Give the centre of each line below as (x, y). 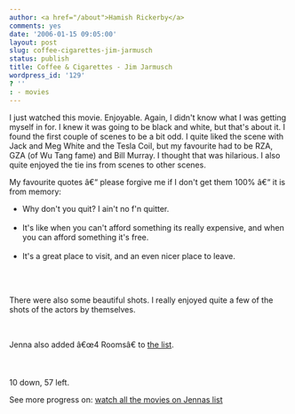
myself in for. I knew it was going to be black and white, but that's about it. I (147, 126)
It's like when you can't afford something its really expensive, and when (153, 227)
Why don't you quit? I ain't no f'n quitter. (96, 208)
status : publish (39, 59)
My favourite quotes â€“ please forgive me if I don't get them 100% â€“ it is (147, 182)
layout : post (33, 42)
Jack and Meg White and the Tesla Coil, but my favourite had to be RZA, (141, 146)
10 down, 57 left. (39, 382)
